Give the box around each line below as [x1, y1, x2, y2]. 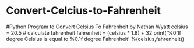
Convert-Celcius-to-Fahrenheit [6, 4, 161, 17]
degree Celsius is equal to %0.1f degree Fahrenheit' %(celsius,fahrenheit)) [6, 35, 185, 42]
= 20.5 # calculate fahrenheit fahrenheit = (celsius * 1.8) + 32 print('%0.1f [6, 29, 182, 36]
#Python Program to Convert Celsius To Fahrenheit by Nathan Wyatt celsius [6, 23, 188, 30]
